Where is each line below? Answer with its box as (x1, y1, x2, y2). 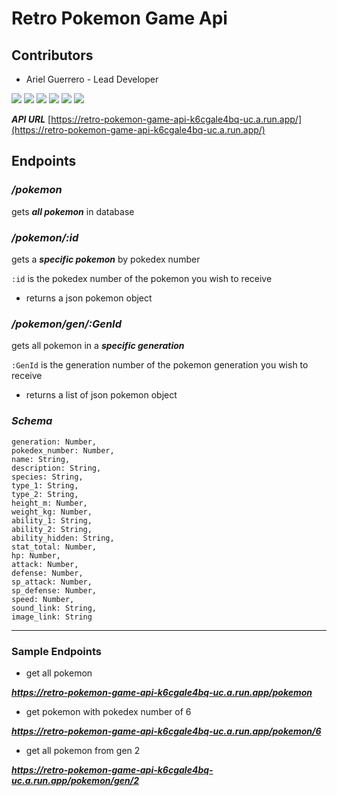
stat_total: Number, (11, 542, 98, 552)
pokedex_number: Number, (11, 445, 115, 456)
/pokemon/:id (11, 230, 79, 244)
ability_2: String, (11, 524, 93, 534)
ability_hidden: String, (11, 533, 115, 543)
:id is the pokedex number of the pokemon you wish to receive (11, 272, 273, 284)
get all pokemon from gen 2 (25, 744, 141, 756)
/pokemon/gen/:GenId (11, 317, 122, 331)
